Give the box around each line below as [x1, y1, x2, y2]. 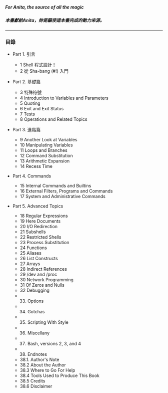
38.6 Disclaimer [19, 383, 52, 389]
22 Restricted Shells [19, 234, 61, 240]
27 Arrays [19, 261, 40, 267]
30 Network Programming [19, 276, 74, 283]
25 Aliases [19, 250, 41, 256]
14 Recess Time [19, 163, 52, 169]
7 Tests [19, 111, 35, 117]
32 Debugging [19, 287, 50, 293]
